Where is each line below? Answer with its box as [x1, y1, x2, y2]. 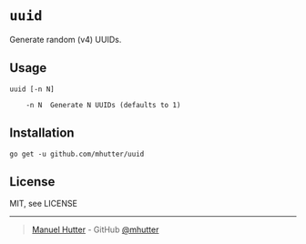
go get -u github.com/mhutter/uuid [9, 149, 145, 158]
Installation [9, 126, 75, 141]
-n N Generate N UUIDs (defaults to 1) [25, 100, 181, 109]
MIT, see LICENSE [9, 198, 77, 209]
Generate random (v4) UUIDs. [9, 34, 122, 45]
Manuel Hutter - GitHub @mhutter [31, 224, 159, 235]
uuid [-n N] [9, 85, 55, 94]
